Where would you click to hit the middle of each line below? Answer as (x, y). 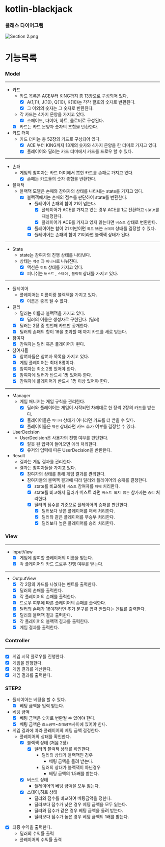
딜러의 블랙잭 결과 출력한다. (46, 615)
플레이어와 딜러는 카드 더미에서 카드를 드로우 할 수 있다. (80, 151)
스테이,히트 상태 (42, 792)
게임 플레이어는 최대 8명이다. (47, 363)
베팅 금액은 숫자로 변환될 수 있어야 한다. (57, 718)
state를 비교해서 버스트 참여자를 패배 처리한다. (77, 486)
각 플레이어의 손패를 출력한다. (48, 596)
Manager (21, 396)
